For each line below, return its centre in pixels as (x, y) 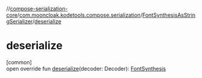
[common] (19, 62)
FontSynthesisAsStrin (169, 15)
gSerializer (20, 21)
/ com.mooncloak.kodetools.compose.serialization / (80, 15)
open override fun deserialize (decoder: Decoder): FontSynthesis (86, 68)
